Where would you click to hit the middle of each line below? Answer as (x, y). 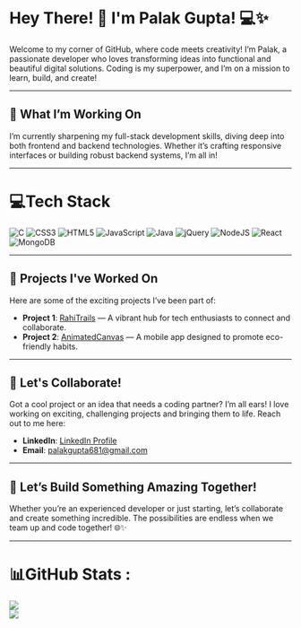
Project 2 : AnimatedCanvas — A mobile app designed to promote (143, 336)
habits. (66, 346)
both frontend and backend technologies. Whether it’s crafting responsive (146, 145)
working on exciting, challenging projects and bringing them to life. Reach (145, 414)
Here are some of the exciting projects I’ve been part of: (113, 300)
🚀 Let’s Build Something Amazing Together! (133, 487)
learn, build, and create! (53, 77)
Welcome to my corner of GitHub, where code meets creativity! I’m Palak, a (148, 49)
